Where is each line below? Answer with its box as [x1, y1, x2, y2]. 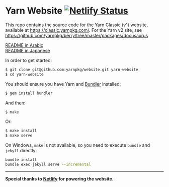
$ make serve [5, 133, 33, 138]
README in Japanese [5, 47, 50, 53]
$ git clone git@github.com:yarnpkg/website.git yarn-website [5, 67, 138, 72]
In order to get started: [5, 57, 52, 63]
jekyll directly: [5, 148, 37, 154]
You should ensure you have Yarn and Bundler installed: [5, 81, 121, 87]
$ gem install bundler [5, 91, 53, 96]
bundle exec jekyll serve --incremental [5, 162, 92, 167]
